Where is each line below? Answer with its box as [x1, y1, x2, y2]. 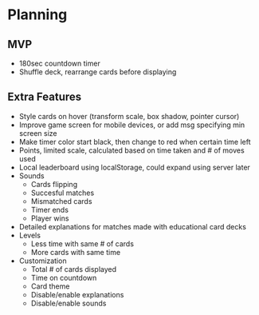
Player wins [30, 213, 69, 223]
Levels [18, 230, 41, 240]
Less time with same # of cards [30, 238, 135, 249]
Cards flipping [30, 179, 77, 189]
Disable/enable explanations [30, 289, 124, 299]
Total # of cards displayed [30, 264, 117, 273]
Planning [7, 6, 68, 24]
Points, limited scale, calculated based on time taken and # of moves [18, 146, 245, 155]
